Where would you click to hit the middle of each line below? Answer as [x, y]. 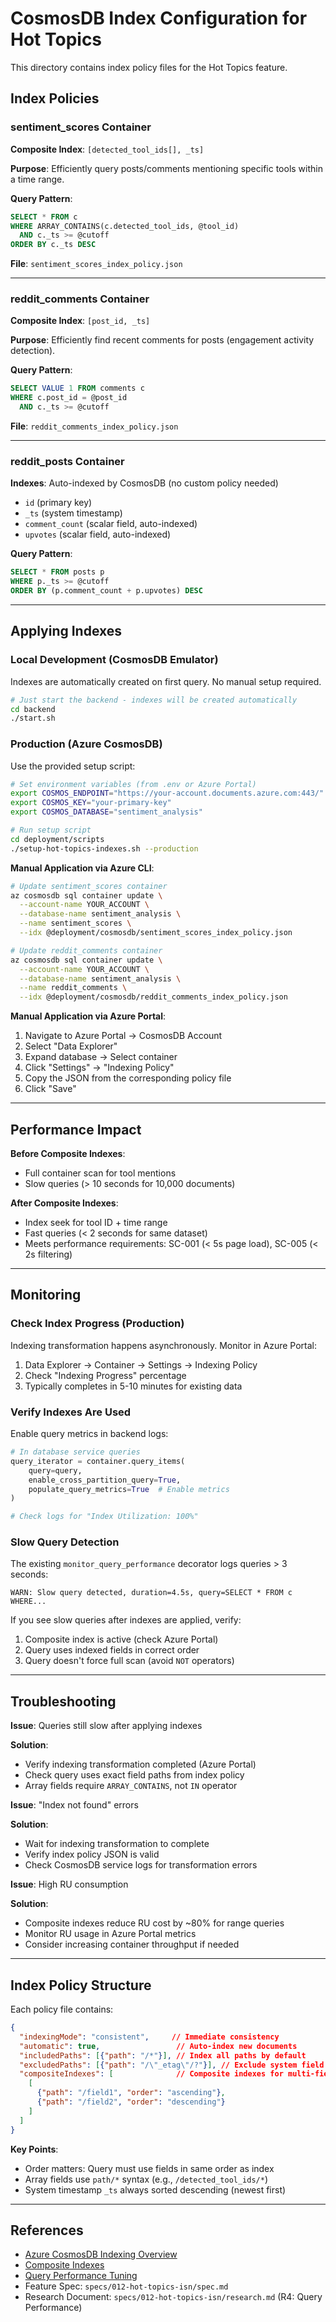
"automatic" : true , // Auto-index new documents [158, 2046]
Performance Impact [76, 1129]
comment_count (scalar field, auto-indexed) [111, 524]
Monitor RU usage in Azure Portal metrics [110, 1934]
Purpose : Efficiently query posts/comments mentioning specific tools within [166, 168]
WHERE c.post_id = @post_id [69, 398]
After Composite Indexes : [64, 1203]
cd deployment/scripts [57, 839]
